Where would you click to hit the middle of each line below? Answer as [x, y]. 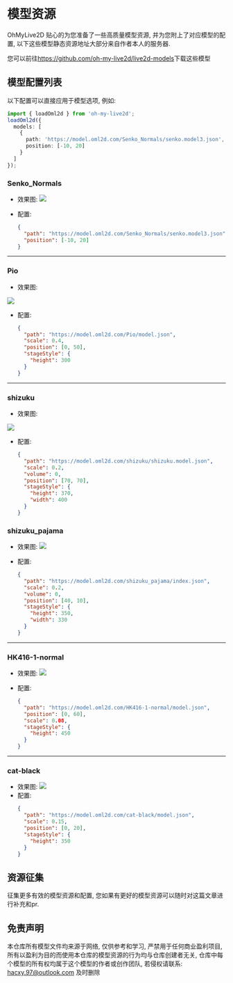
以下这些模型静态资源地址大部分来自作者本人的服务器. [94, 43]
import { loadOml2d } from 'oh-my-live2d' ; [71, 113]
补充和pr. [26, 904]
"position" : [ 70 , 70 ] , [57, 481]
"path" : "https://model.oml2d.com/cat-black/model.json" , [109, 815]
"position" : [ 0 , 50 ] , [55, 347]
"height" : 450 [50, 734]
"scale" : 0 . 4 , [44, 341]
